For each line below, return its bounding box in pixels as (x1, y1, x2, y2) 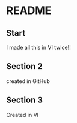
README (6, 4, 52, 18)
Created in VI (6, 111, 39, 118)
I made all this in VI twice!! (6, 44, 71, 51)
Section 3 (6, 95, 43, 105)
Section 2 (6, 61, 43, 71)
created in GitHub (6, 77, 50, 85)
